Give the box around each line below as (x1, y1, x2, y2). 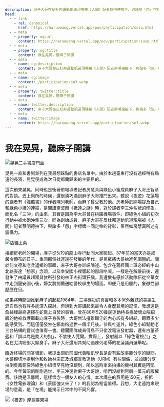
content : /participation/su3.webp (18, 79, 89, 84)
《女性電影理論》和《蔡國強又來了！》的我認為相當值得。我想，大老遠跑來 (5, 381, 155, 387)
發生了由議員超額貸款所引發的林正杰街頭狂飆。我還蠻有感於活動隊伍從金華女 (5, 274, 159, 280)
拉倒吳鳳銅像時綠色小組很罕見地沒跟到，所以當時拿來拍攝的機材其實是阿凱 (5, 362, 155, 368)
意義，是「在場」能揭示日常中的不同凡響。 (13, 387, 99, 392)
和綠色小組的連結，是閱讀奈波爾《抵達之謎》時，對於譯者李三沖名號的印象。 (5, 205, 159, 211)
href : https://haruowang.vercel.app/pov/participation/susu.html (18, 25, 154, 30)
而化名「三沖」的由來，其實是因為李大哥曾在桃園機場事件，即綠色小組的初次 (5, 211, 159, 217)
